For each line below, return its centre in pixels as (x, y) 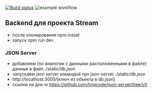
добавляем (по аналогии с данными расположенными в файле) (79, 63)
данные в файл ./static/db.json (44, 69)
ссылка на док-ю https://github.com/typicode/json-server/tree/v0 (80, 85)
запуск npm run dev (33, 40)
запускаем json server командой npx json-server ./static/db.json (79, 74)
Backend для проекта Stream (52, 23)
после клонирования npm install (46, 35)
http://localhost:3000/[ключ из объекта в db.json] (63, 79)
